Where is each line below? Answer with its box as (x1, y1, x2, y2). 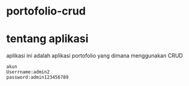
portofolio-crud (6, 4, 86, 18)
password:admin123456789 (6, 74, 69, 81)
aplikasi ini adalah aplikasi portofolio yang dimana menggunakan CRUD (6, 52, 183, 59)
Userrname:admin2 (6, 69, 50, 75)
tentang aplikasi (6, 32, 89, 46)
